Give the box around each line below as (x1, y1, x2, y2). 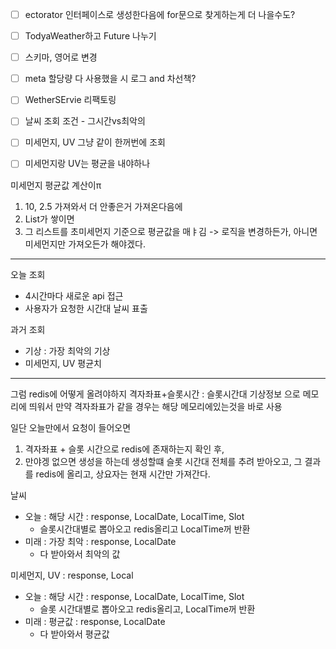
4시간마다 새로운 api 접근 (24, 289, 124, 302)
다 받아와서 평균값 (39, 628, 110, 640)
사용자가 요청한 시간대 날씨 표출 (24, 302, 148, 314)
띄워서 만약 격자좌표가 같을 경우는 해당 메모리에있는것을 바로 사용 (28, 400, 283, 412)
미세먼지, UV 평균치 (24, 357, 102, 369)
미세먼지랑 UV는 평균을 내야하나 (24, 158, 151, 170)
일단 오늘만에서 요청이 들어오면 (10, 421, 132, 433)
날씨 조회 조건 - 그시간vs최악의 (24, 115, 146, 127)
